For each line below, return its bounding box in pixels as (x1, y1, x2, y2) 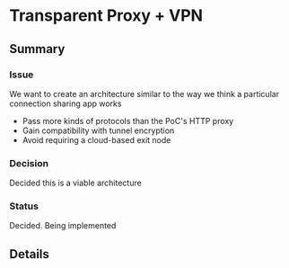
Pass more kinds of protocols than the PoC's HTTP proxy (22, 115, 234, 126)
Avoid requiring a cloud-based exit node (22, 134, 171, 145)
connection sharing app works (9, 98, 122, 109)
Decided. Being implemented (9, 220, 117, 231)
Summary (9, 41, 66, 57)
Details (9, 246, 49, 262)
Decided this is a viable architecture (9, 177, 142, 189)
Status (9, 200, 39, 212)
